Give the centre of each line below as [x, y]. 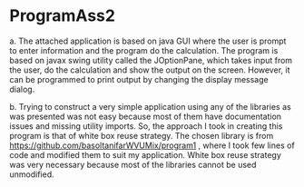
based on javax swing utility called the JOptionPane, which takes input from [151, 60]
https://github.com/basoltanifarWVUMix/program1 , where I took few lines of [152, 145]
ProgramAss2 [63, 16]
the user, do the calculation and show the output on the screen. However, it [150, 70]
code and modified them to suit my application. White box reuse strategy [145, 154]
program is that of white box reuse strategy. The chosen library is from [142, 135]
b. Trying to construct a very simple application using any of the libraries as [151, 106]
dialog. [22, 89]
